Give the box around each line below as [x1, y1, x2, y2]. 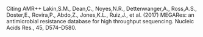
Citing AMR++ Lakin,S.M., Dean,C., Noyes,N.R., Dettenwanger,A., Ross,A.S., [6, 5, 197, 12]
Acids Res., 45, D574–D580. [6, 24, 77, 31]
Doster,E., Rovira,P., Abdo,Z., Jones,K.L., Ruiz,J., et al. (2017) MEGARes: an [6, 11, 195, 18]
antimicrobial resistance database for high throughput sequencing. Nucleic [6, 18, 194, 24]
